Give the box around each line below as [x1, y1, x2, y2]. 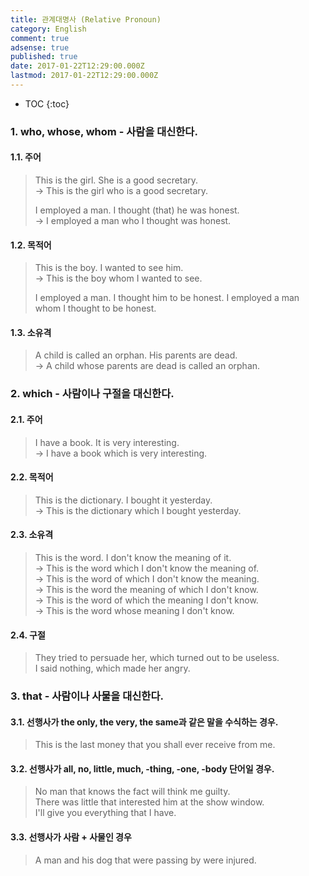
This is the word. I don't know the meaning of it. [34, 551, 232, 563]
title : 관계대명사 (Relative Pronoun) [10, 14, 162, 25]
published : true [10, 52, 78, 62]
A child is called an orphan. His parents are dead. [34, 349, 238, 361]
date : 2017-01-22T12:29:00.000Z [10, 61, 145, 71]
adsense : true [10, 42, 70, 53]
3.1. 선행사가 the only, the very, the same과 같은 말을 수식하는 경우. [10, 716, 279, 728]
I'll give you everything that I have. [34, 807, 177, 819]
